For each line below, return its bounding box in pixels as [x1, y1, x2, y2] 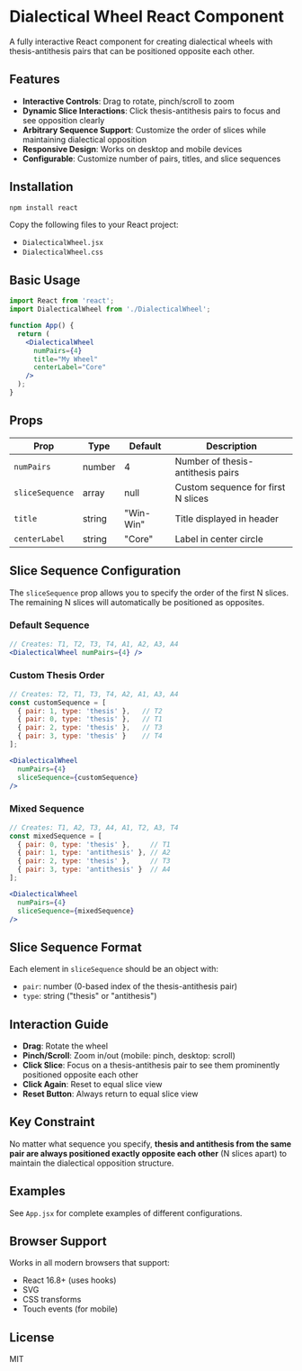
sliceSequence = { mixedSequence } [17, 906, 135, 915]
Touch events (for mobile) [22, 1303, 119, 1314]
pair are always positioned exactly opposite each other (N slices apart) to [9, 1148, 288, 1158]
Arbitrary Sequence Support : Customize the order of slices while [22, 124, 267, 135]
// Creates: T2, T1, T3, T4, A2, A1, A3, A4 [9, 689, 179, 699]
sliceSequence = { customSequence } [17, 773, 139, 782]
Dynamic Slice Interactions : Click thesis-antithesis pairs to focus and [22, 105, 281, 116]
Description [206, 440, 258, 452]
